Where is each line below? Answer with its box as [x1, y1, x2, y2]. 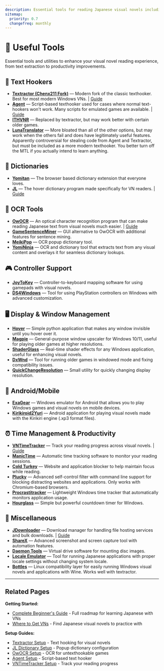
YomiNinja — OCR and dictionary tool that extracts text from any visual [12, 244, 155, 250]
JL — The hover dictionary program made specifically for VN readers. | [12, 185, 155, 191]
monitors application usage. [12, 494, 68, 500]
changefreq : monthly [9, 21, 51, 26]
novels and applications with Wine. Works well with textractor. [12, 568, 137, 574]
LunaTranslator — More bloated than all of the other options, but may [12, 127, 153, 133]
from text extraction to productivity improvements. [5, 63, 106, 69]
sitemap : [5, 12, 23, 17]
